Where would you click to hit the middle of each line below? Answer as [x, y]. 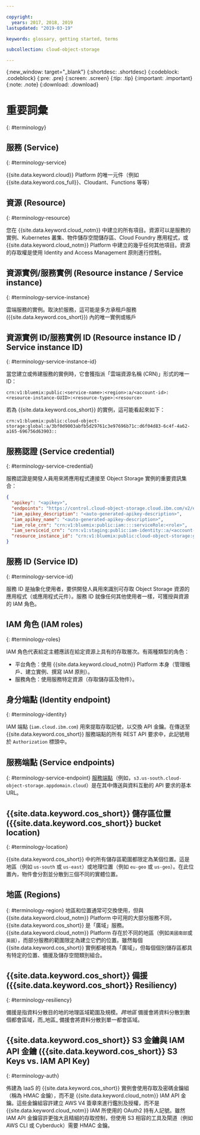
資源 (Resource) [36, 203]
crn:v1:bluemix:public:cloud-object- [53, 421]
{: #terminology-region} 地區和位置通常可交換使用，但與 [75, 910]
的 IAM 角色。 [23, 603]
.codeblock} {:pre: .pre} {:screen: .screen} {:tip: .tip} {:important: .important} [99, 78]
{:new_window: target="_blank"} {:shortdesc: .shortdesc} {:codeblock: [93, 72]
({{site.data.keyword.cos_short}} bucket [84, 823]
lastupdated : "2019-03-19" [40, 28]
